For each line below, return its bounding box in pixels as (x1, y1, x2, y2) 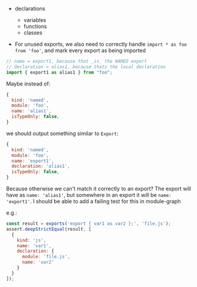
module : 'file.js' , (21, 254, 70, 260)
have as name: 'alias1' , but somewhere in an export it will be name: (6, 192, 172, 198)
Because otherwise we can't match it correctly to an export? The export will (6, 185, 192, 192)
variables (23, 17, 46, 23)
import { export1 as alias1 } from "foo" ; (6, 69, 113, 75)
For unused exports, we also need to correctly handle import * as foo (14, 41, 187, 47)
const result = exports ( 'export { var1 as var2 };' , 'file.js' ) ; (6, 221, 171, 227)
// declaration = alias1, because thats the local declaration (6, 63, 166, 70)
